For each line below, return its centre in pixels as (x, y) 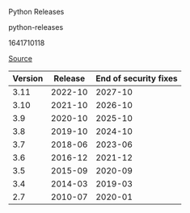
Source (20, 58)
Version (28, 78)
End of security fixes (137, 78)
